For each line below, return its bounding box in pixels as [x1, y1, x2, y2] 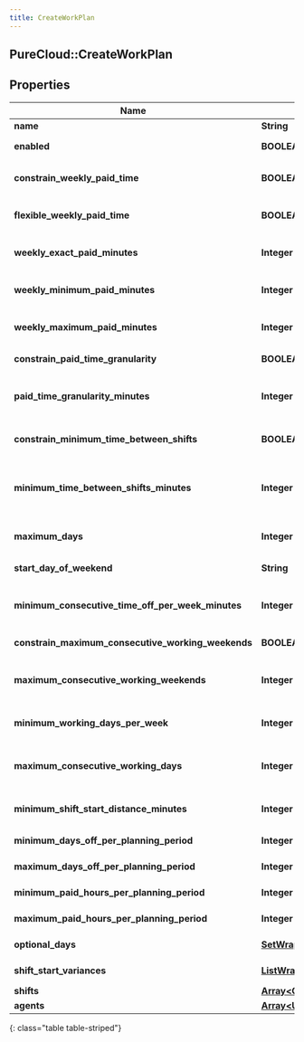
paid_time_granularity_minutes [14, 390, 150, 403]
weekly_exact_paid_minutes [14, 246, 138, 259]
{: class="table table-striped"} [9, 1022, 122, 1033]
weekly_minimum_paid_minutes [14, 283, 156, 296]
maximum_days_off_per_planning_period [14, 860, 196, 873]
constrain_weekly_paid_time [14, 171, 139, 184]
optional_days [14, 938, 77, 951]
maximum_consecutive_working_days [14, 759, 183, 772]
